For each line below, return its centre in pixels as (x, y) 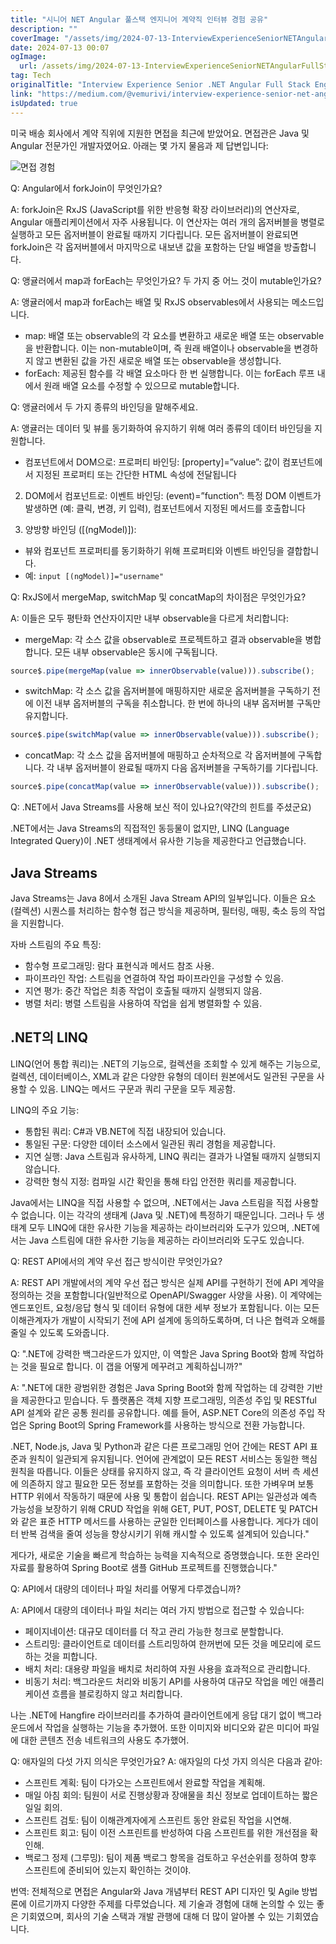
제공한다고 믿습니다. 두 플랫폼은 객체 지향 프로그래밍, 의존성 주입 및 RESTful (169, 1400)
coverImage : (35, 38)
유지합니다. (46, 716)
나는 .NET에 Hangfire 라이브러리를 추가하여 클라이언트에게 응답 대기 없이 (153, 1715)
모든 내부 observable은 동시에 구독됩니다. (136, 652)
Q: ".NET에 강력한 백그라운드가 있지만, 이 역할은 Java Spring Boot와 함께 (154, 1353)
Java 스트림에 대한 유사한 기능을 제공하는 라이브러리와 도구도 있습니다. (166, 1240)
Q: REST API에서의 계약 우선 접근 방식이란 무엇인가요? (116, 1261)
